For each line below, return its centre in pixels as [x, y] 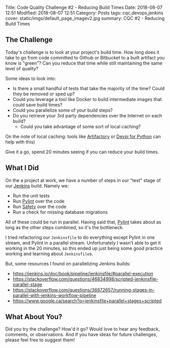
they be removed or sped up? [44, 94]
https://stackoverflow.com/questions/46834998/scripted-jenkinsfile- [85, 279]
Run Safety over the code [39, 207]
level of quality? [22, 68]
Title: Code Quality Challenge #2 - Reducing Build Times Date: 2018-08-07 [84, 7]
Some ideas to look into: [31, 78]
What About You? [34, 317]
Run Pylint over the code [39, 201]
